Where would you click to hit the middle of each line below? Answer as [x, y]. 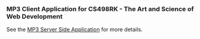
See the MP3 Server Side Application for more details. [75, 29]
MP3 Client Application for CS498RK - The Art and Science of [100, 9]
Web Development [35, 16]
